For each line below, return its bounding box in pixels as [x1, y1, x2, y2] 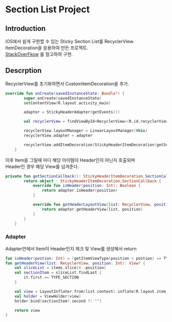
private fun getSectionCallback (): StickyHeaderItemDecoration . [5, 174, 145, 179]
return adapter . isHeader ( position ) [41, 188, 118, 193]
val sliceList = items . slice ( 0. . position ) [14, 266, 106, 271]
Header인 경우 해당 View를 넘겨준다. [5, 163, 79, 169]
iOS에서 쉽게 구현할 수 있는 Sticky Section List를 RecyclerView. [5, 39, 135, 44]
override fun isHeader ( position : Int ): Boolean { [32, 183, 141, 188]
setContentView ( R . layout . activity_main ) [24, 100, 111, 106]
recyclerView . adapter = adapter [24, 133, 93, 138]
